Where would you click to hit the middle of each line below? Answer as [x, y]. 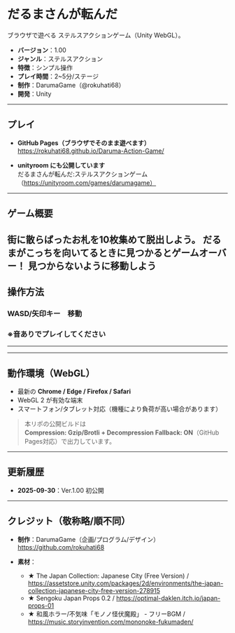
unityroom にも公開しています [61, 165]
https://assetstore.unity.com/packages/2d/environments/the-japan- [126, 583]
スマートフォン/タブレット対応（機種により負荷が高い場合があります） [120, 409]
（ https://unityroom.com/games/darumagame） [87, 182]
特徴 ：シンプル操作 [45, 67]
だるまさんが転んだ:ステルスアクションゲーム [83, 174]
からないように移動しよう [101, 266]
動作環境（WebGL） [51, 373]
